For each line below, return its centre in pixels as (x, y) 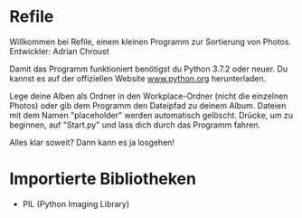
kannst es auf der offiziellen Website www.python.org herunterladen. (138, 78)
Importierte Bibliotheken (103, 179)
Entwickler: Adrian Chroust (60, 51)
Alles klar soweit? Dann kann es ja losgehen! (92, 142)
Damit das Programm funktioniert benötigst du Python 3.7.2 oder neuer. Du (149, 69)
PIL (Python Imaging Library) (76, 204)
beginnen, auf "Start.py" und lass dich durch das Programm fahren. (135, 125)
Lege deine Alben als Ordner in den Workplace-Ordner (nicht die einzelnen (149, 96)
